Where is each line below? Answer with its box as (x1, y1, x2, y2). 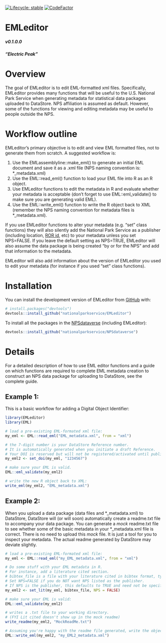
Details (5, 346, 35, 357)
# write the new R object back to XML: (5, 479, 87, 484)
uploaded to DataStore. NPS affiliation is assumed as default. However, (5, 100, 150, 106)
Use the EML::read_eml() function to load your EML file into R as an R (12, 176, 153, 182)
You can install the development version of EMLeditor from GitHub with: (5, 297, 151, 302)
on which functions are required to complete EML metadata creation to (5, 368, 149, 374)
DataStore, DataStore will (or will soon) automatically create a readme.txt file (5, 515, 161, 521)
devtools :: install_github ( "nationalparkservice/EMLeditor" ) (5, 311, 132, 316)
